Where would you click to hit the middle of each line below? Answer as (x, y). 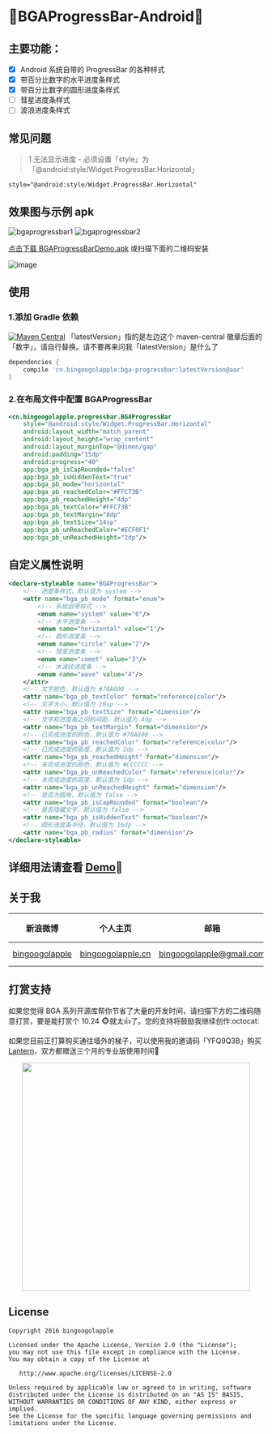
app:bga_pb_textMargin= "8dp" (72, 514)
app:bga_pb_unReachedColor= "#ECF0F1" (87, 530)
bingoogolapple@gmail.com (212, 954)
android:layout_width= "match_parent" (87, 432)
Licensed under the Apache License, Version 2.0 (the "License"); (123, 1345)
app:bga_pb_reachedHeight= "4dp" (77, 500)
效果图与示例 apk (51, 211)
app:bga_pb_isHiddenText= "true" (77, 477)
